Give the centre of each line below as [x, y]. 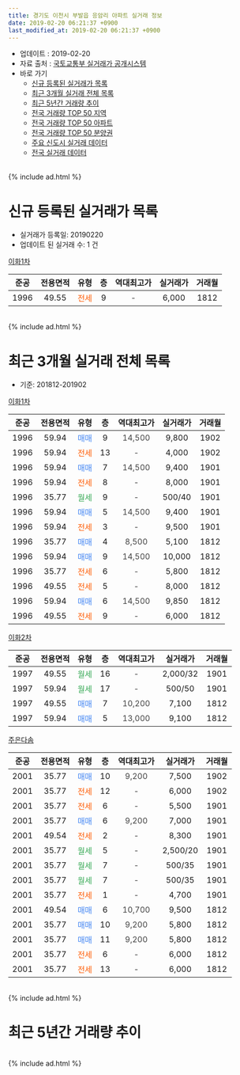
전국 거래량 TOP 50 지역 [69, 113]
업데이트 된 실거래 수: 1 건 [59, 245]
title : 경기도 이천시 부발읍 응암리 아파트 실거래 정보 [85, 15]
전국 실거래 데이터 [59, 153]
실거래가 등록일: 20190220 [62, 235]
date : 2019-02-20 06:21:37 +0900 [63, 23]
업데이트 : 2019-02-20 [55, 54]
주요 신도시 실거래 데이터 [69, 142]
